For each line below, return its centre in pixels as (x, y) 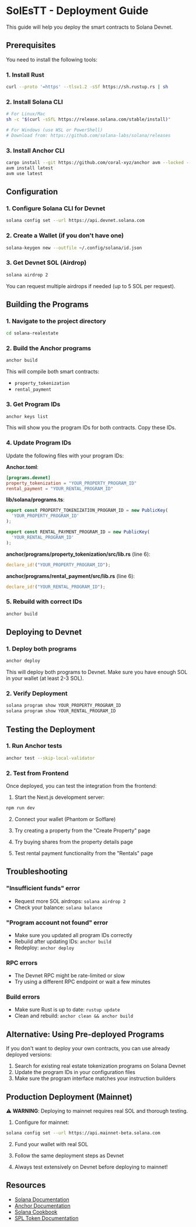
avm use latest (24, 173)
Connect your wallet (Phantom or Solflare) (65, 819)
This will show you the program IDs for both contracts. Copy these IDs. (91, 428)
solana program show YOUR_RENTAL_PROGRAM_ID (61, 711)
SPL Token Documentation (46, 1218)
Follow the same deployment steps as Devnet (69, 1156)
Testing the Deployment (50, 729)
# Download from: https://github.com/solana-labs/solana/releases (88, 135)
